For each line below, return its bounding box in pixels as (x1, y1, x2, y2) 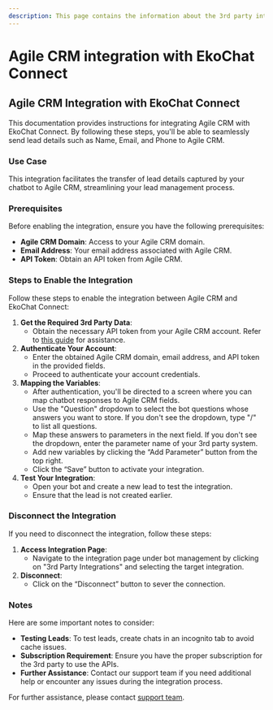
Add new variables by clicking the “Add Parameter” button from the (32, 447, 258, 457)
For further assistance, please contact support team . (8, 692, 185, 703)
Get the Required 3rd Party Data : (19, 318, 132, 327)
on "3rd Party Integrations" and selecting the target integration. (32, 561, 245, 571)
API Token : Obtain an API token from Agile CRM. (19, 254, 183, 264)
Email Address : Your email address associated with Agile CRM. (19, 245, 232, 256)
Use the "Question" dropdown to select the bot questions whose (32, 404, 249, 413)
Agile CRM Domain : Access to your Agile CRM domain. (19, 237, 206, 247)
